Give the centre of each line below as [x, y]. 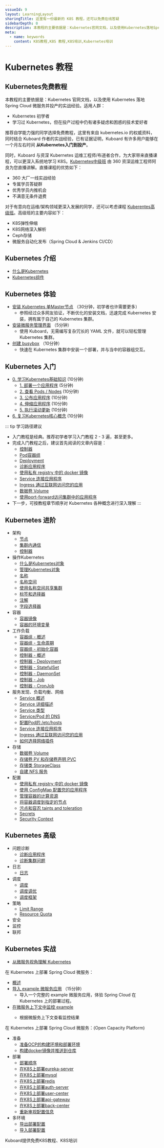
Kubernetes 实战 [31, 949]
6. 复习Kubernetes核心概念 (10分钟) [48, 416]
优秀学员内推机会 [29, 190]
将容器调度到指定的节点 [43, 802]
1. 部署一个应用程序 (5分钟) [46, 385]
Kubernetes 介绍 [31, 258]
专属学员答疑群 [27, 184]
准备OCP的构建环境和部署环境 [50, 1044]
